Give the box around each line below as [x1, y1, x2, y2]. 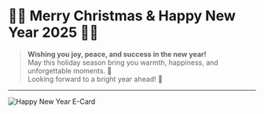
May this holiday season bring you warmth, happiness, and [27, 58, 218, 67]
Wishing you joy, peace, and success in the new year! [27, 49, 207, 59]
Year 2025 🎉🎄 [8, 23, 99, 41]
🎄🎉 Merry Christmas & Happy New [8, 7, 236, 25]
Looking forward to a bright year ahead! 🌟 [27, 74, 163, 84]
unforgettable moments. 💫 [27, 66, 112, 75]
